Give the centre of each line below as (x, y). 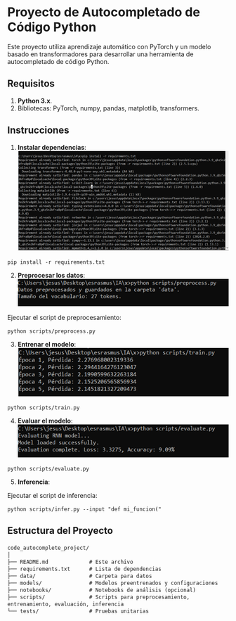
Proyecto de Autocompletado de (104, 12)
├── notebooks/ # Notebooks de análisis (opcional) (102, 590)
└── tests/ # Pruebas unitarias (78, 611)
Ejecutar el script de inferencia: (52, 495)
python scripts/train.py (44, 408)
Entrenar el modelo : (47, 345)
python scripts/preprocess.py (52, 331)
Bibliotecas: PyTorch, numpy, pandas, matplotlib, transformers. (109, 108)
